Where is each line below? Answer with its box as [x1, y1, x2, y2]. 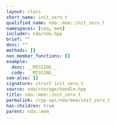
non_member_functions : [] [6, 53, 70, 59]
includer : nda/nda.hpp [6, 31, 62, 37]
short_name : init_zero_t [6, 14, 68, 20]
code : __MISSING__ [11, 70, 58, 76]
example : [6, 58, 28, 64]
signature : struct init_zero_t [6, 81, 84, 87]
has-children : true [6, 102, 55, 109]
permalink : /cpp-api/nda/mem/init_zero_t [6, 97, 111, 103]
